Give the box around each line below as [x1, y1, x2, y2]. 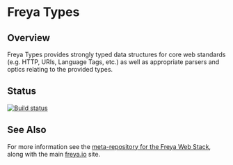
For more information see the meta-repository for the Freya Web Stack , [7, 142, 211, 150]
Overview [7, 32, 51, 44]
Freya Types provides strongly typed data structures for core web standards [7, 50, 226, 58]
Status [7, 85, 37, 97]
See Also [7, 124, 47, 136]
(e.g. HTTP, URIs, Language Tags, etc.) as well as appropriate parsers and [7, 58, 220, 66]
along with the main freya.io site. [7, 150, 101, 158]
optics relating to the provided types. [7, 65, 113, 73]
